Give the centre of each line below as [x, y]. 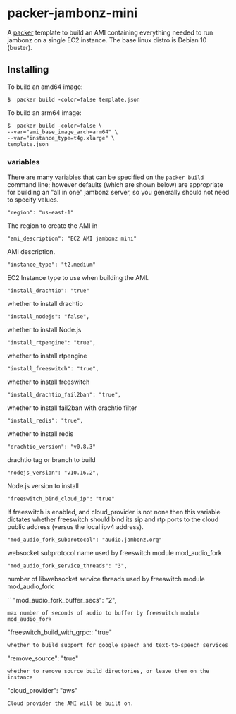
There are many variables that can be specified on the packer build [106, 177]
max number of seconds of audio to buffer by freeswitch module [104, 613]
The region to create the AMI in [52, 226]
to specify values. [33, 200]
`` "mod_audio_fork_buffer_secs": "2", [62, 600]
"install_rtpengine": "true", [52, 343]
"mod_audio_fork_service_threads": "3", [68, 566]
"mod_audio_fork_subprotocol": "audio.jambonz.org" [85, 540]
